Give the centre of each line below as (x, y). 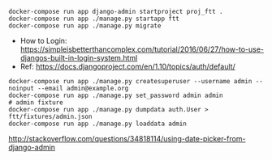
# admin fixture (36, 103)
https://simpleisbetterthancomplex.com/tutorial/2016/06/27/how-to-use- (142, 49)
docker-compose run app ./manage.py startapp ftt (94, 19)
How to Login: (43, 41)
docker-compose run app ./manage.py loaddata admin (97, 124)
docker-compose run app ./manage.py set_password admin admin (116, 95)
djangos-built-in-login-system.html (79, 58)
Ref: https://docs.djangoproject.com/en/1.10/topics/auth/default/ (127, 66)
